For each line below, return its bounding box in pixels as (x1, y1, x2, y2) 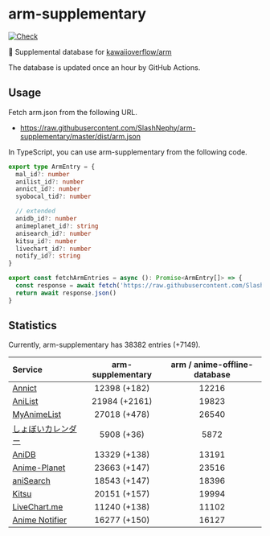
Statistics (8, 319, 58, 332)
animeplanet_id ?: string (15, 222, 99, 230)
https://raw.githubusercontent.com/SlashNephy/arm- (19, 122, 196, 133)
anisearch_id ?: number (15, 229, 92, 237)
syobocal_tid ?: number (15, 192, 92, 201)
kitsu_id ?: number (15, 237, 78, 245)
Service (12, 364, 43, 375)
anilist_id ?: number (15, 178, 84, 186)
